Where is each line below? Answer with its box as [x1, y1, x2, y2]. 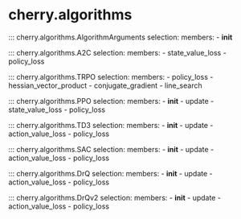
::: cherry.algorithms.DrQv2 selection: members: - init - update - [8, 192, 221, 202]
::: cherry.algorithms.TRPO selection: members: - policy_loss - [8, 72, 214, 81]
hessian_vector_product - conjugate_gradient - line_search [8, 81, 202, 90]
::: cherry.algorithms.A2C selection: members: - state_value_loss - [8, 48, 227, 57]
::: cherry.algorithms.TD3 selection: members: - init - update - [8, 120, 214, 130]
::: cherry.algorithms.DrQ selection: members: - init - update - [8, 168, 213, 178]
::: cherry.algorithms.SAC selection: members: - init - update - [8, 144, 214, 154]
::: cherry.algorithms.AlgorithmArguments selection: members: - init [8, 32, 233, 42]
